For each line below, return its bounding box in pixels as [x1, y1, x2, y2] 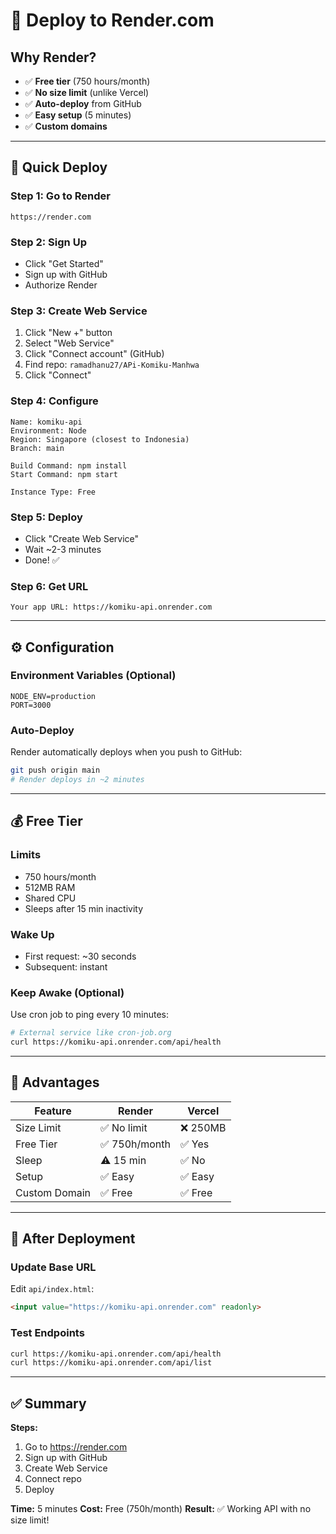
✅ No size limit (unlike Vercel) [24, 87, 150, 98]
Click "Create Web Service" [24, 532, 140, 544]
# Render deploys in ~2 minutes [10, 775, 145, 785]
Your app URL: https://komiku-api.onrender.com [10, 602, 213, 613]
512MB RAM [24, 881, 76, 893]
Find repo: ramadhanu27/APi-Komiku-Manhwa [24, 359, 200, 371]
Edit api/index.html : [10, 1283, 95, 1295]
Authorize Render [24, 279, 98, 291]
